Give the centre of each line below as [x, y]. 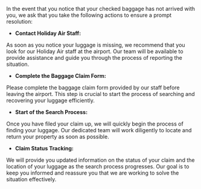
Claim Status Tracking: [44, 148]
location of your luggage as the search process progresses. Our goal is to [98, 166]
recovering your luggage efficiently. [51, 100]
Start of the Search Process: [51, 112]
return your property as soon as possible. [58, 136]
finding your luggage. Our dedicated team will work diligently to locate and [99, 130]
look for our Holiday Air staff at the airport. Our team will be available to [95, 51]
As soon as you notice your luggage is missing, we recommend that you [96, 45]
